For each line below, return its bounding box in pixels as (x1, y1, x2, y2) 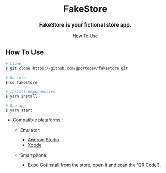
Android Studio (27, 137, 59, 143)
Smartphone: (20, 152, 48, 158)
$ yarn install (5, 94, 38, 99)
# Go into (5, 75, 26, 81)
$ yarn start (5, 108, 33, 113)
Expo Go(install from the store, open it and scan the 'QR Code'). (27, 162, 161, 168)
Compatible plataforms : (12, 117, 63, 123)
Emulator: (20, 127, 41, 133)
